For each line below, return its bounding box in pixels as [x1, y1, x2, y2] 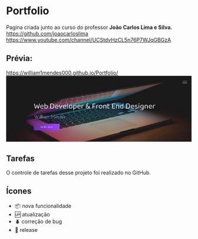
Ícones [6, 186, 32, 196]
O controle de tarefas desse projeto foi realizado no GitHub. [6, 169, 151, 176]
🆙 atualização [14, 211, 50, 218]
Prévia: [6, 53, 33, 63]
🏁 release [14, 226, 38, 233]
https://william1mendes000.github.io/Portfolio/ [6, 69, 118, 76]
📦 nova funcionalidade [14, 202, 72, 209]
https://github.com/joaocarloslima [6, 30, 88, 37]
